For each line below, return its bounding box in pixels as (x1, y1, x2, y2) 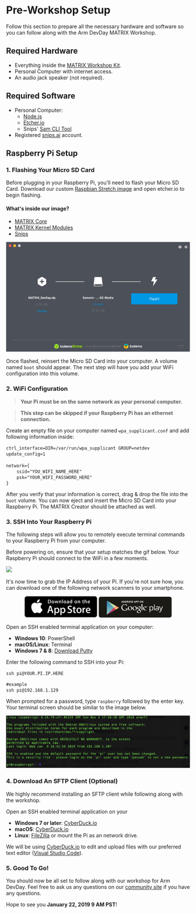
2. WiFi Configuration (6, 384, 68, 393)
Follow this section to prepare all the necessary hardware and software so (6, 23, 184, 30)
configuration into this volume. (6, 370, 79, 377)
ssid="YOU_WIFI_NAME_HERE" (16, 469, 82, 475)
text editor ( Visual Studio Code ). (6, 849, 83, 856)
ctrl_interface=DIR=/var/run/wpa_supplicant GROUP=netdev (6, 445, 150, 451)
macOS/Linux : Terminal (14, 641, 72, 648)
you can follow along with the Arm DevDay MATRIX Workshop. (6, 29, 156, 36)
